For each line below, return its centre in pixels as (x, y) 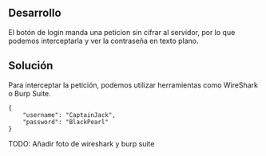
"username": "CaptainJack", (69, 115)
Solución (31, 66)
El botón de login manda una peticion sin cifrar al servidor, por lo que (122, 32)
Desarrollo (35, 13)
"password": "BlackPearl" (66, 122)
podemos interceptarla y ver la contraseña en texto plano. (103, 41)
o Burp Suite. (30, 93)
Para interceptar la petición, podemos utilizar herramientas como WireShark (133, 85)
